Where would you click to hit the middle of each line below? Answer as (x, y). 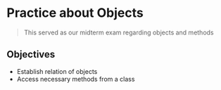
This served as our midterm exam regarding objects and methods (119, 32)
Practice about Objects (75, 13)
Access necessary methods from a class (76, 79)
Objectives (31, 54)
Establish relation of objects (57, 71)
